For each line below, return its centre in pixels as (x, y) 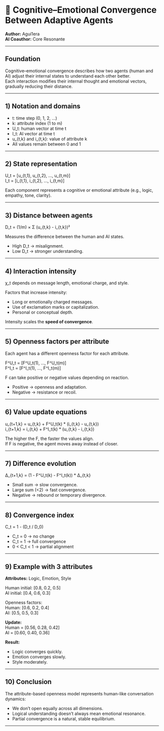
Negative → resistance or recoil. (44, 392)
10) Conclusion (29, 682)
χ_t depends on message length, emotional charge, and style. (67, 283)
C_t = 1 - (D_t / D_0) (24, 527)
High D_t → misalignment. (38, 246)
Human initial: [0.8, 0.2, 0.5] (33, 588)
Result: (12, 642)
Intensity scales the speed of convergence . (49, 322)
